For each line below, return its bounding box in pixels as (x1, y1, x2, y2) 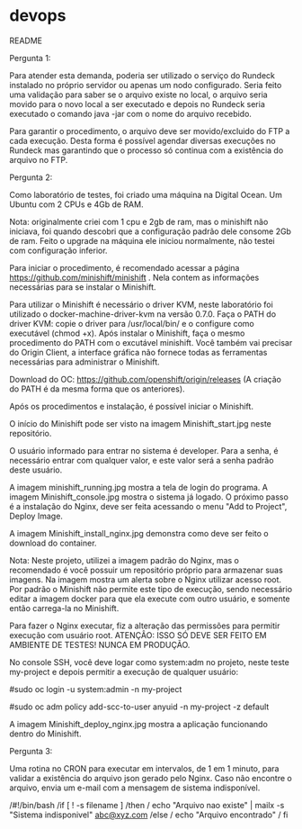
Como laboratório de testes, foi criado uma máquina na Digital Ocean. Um (9, 189, 283, 200)
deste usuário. (9, 464, 63, 475)
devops (9, 5, 67, 26)
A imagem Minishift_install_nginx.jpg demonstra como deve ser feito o (9, 527, 269, 538)
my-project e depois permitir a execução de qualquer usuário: (9, 666, 239, 677)
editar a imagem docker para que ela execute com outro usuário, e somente (9, 593, 290, 604)
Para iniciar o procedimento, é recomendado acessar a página (9, 262, 240, 273)
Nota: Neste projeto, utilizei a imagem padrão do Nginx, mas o (9, 554, 240, 565)
